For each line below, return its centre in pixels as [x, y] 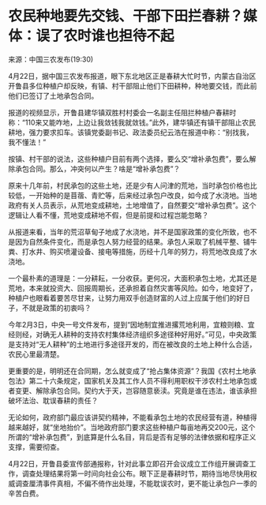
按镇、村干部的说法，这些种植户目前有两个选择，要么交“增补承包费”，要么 [129, 159]
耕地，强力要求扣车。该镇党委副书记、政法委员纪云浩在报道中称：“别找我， [131, 132]
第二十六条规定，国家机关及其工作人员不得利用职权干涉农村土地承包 [139, 380]
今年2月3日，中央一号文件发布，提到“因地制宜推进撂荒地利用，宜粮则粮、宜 [131, 324]
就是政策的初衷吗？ [60, 308]
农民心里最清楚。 [36, 354]
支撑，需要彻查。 [36, 447]
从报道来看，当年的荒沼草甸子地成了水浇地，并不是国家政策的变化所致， [126, 232]
